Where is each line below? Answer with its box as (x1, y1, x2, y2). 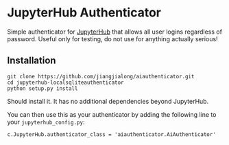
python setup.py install (7, 85, 78, 92)
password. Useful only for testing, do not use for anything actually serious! (7, 34, 218, 43)
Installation (7, 55, 56, 67)
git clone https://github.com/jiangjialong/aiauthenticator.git (7, 73, 195, 80)
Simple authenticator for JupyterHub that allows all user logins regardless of (7, 27, 223, 36)
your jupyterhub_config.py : (7, 118, 85, 126)
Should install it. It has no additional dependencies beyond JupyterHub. (7, 97, 209, 105)
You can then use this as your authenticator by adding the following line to (7, 110, 217, 118)
